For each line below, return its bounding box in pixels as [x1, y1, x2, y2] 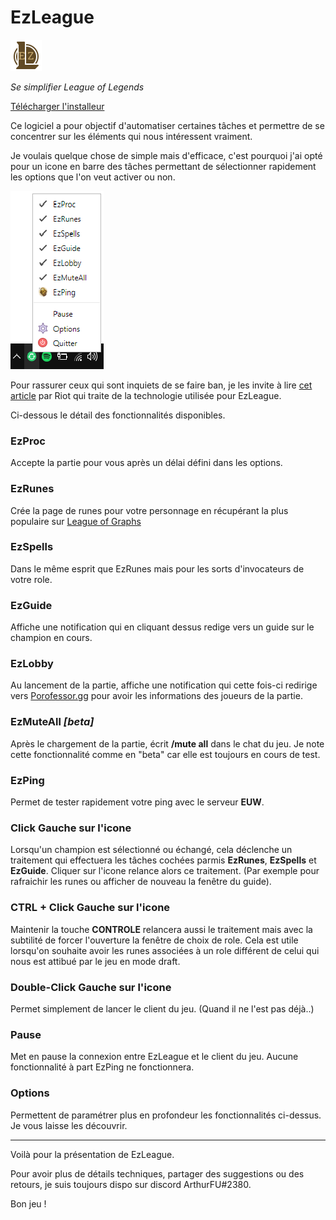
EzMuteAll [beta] [10, 715, 95, 729]
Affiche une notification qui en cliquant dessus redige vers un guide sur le [10, 621, 315, 633]
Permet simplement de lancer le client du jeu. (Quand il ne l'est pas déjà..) [10, 1002, 315, 1015]
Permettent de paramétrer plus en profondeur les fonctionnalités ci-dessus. [10, 1109, 322, 1121]
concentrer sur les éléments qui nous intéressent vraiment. [10, 130, 253, 142]
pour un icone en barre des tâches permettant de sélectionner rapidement [10, 160, 317, 172]
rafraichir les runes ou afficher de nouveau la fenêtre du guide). [10, 876, 272, 888]
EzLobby [10, 657, 54, 671]
